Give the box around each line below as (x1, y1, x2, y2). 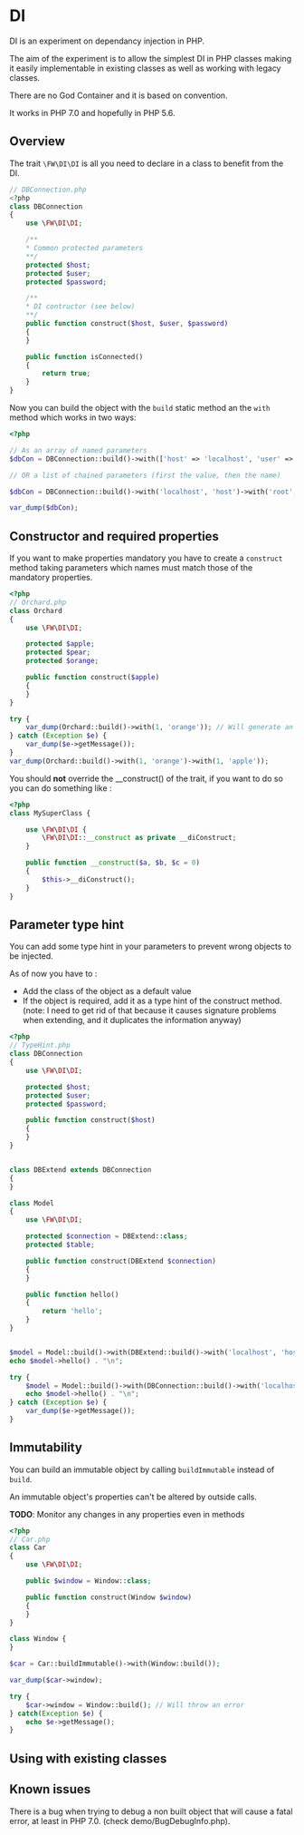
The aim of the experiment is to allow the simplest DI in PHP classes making (9, 53, 292, 63)
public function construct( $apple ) (25, 673, 160, 682)
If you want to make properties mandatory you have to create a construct (9, 552, 283, 563)
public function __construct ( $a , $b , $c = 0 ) (25, 858, 201, 867)
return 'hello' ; (42, 1307, 103, 1316)
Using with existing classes (9, 1751, 167, 1766)
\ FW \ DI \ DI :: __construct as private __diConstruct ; (42, 834, 237, 843)
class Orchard (9, 606, 63, 615)
